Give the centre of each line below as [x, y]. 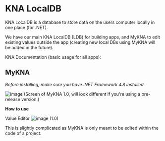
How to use [17, 108]
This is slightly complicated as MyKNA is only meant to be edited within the [82, 128]
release [13, 99]
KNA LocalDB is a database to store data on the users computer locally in [80, 22]
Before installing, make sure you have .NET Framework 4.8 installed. [75, 84]
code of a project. [23, 133]
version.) [30, 99]
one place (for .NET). [27, 27]
